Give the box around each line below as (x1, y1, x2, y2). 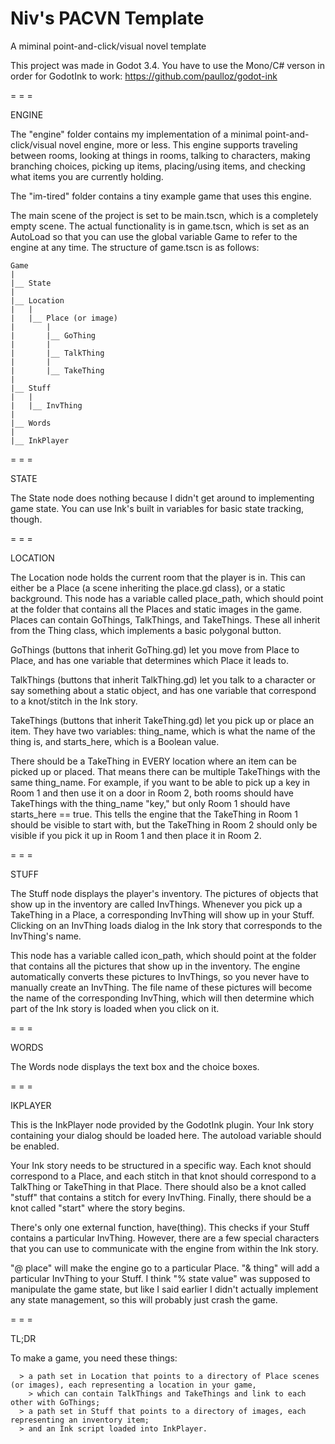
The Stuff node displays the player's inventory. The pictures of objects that (10, 887, 319, 899)
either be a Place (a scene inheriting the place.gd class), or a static (10, 582, 286, 594)
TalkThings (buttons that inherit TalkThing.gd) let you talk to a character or (10, 673, 316, 686)
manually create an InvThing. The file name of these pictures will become (10, 981, 313, 993)
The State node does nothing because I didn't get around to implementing (10, 492, 315, 504)
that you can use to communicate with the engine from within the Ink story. (10, 1242, 319, 1254)
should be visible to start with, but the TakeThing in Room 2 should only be (10, 818, 318, 831)
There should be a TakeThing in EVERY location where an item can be (10, 755, 297, 767)
